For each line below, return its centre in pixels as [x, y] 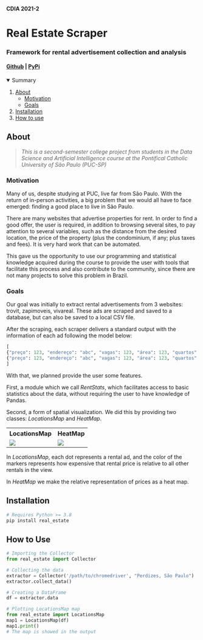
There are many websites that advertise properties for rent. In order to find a [102, 219]
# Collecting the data [35, 570]
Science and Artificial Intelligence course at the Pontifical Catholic [104, 158]
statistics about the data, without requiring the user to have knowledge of [98, 393]
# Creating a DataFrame [36, 593]
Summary [24, 80]
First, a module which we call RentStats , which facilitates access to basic [98, 387]
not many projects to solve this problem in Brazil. [67, 276]
